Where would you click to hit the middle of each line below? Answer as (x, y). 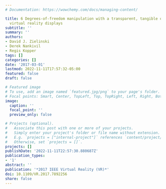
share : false (19, 179)
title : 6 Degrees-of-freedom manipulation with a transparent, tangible (82, 19)
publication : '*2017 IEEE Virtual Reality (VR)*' (57, 169)
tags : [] (14, 55)
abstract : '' (19, 165)
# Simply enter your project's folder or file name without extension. (83, 133)
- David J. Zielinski (27, 42)
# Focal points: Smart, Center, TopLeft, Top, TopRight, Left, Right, (79, 96)
